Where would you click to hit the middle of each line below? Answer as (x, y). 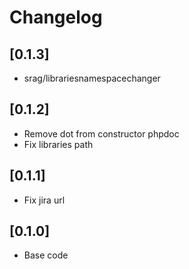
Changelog (56, 17)
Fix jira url (44, 200)
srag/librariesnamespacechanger (92, 78)
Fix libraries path (58, 144)
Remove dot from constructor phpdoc (101, 133)
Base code (46, 255)
